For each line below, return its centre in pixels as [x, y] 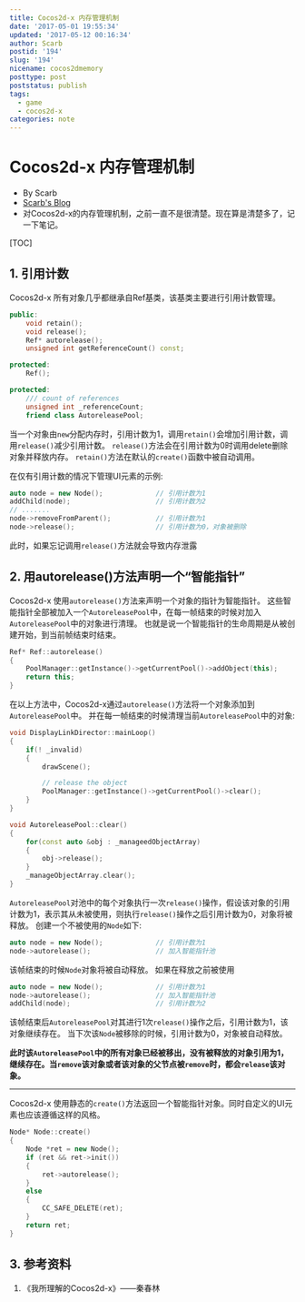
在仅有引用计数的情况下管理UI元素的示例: [86, 476]
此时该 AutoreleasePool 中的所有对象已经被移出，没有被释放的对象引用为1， [149, 1053]
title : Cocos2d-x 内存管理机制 [64, 18]
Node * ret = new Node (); [73, 1149]
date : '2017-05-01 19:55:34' [64, 26]
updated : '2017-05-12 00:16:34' [70, 35]
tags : [20, 94]
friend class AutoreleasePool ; [85, 415]
